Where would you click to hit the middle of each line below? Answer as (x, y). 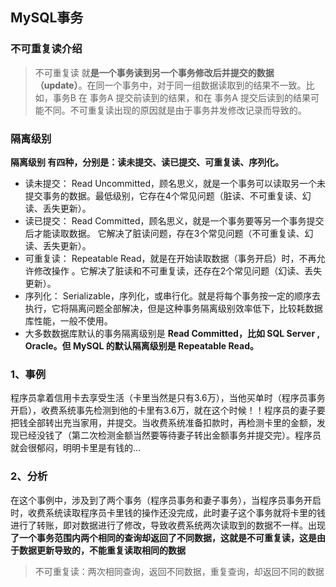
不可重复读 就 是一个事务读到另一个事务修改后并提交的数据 (154, 72)
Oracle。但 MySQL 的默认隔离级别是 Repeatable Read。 (141, 345)
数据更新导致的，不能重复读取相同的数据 (102, 550)
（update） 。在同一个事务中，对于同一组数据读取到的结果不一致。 (170, 85)
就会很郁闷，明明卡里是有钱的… (76, 448)
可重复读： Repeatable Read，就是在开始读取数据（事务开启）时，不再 (170, 258)
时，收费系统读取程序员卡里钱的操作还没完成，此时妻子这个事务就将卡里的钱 (168, 512)
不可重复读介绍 (46, 49)
